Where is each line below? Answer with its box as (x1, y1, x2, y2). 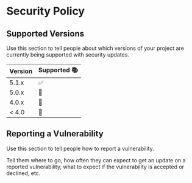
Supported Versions (6, 29, 84, 39)
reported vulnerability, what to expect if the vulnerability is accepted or (6, 163, 185, 170)
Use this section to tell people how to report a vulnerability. (6, 145, 154, 152)
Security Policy (6, 4, 85, 18)
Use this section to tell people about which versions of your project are (6, 44, 184, 52)
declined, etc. (6, 169, 41, 177)
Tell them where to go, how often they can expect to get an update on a (6, 156, 186, 164)
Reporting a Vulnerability (6, 129, 104, 139)
